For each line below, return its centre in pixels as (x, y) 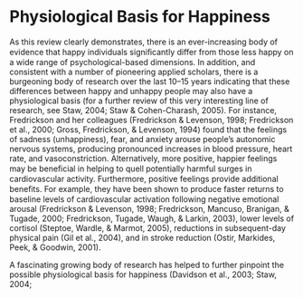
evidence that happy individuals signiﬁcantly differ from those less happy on (151, 52)
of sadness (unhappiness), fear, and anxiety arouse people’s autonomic (142, 139)
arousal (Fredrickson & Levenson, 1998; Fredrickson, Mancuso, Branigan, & (149, 208)
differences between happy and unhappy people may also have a (131, 91)
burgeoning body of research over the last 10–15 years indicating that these (150, 81)
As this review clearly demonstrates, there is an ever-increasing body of (144, 42)
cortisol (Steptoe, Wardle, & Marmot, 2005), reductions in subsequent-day (148, 227)
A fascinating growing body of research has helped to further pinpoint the (147, 264)
